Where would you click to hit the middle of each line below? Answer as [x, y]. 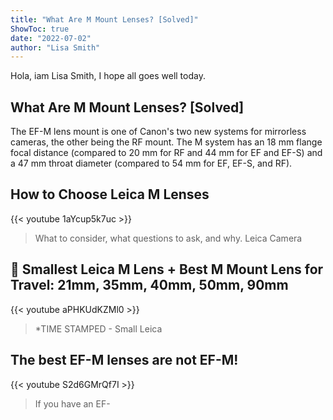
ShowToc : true [40, 29]
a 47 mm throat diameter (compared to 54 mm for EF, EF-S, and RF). [151, 163]
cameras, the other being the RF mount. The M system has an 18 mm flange [166, 142]
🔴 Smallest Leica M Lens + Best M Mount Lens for [167, 269]
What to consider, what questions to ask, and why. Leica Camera [168, 238]
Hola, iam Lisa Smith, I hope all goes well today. [108, 76]
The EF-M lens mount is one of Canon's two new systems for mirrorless [158, 132]
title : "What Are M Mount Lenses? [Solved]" [104, 19]
